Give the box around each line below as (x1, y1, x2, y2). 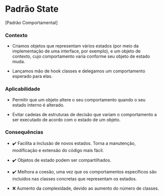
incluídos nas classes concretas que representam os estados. (12, 175, 137, 182)
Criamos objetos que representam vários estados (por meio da (12, 43, 139, 49)
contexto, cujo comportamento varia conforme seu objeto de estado (12, 53, 150, 59)
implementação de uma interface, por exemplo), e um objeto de (12, 48, 141, 54)
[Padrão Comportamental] (5, 20, 58, 25)
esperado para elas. (12, 73, 53, 79)
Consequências (5, 129, 44, 136)
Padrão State (5, 3, 59, 15)
